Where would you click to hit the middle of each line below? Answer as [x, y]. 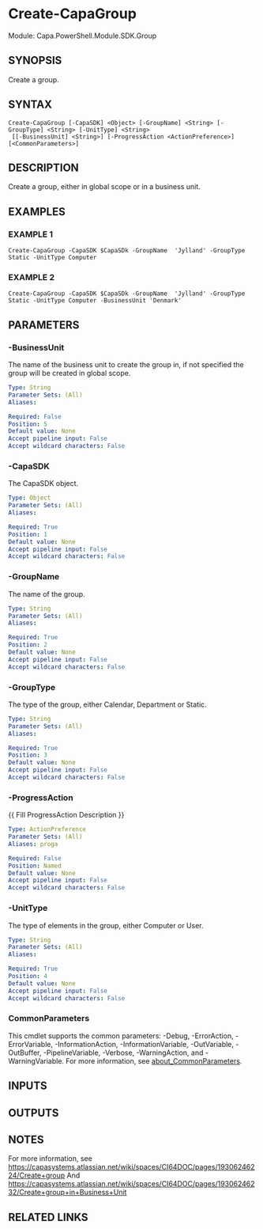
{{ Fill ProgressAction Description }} [66, 815]
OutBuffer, [25, 1053]
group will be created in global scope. [70, 374]
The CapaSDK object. [43, 484]
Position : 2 [28, 645]
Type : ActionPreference [47, 829]
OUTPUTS [34, 1113]
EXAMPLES [37, 212]
